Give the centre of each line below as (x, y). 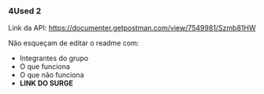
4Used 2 (25, 11)
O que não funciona (52, 75)
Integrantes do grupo (54, 58)
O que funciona (45, 67)
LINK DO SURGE (46, 83)
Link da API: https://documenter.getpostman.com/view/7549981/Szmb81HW (132, 28)
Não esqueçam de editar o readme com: (74, 43)
